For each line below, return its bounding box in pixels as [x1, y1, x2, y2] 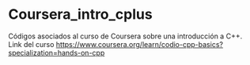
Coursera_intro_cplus [8, 5, 153, 23]
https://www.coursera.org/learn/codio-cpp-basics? [55, 39, 224, 49]
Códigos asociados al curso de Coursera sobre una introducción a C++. [8, 31, 243, 41]
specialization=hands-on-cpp [8, 48, 105, 57]
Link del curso [8, 39, 55, 49]
